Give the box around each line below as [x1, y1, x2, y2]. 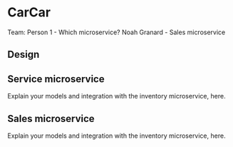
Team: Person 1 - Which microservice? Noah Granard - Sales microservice [7, 28, 226, 36]
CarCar [7, 4, 51, 21]
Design [7, 49, 40, 61]
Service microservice [7, 73, 105, 85]
